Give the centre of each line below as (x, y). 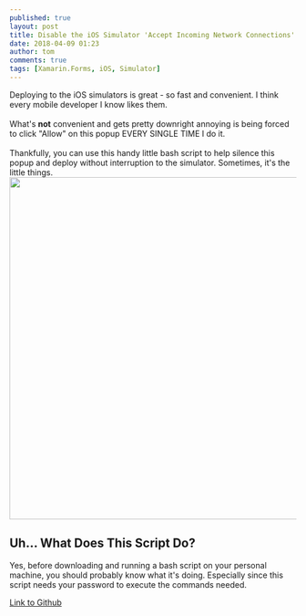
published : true (40, 18)
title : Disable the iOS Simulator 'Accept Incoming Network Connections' (153, 35)
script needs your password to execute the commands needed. (128, 584)
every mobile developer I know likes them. (89, 104)
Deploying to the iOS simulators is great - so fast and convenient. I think (144, 94)
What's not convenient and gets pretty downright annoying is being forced (149, 123)
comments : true (38, 60)
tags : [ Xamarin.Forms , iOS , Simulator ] (85, 69)
